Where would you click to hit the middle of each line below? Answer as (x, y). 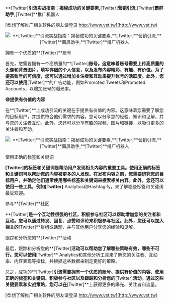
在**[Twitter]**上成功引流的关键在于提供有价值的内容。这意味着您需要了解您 (84, 110)
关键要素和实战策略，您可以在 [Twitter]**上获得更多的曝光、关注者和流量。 (82, 284)
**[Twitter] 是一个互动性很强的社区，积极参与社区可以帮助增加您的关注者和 (83, 214)
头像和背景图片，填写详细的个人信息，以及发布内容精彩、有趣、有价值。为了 (84, 70)
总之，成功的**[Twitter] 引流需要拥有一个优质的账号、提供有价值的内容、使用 (84, 272)
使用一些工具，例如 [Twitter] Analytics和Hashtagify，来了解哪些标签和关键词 (84, 187)
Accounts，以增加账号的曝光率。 (39, 89)
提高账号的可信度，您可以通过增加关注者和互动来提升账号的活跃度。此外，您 (84, 76)
